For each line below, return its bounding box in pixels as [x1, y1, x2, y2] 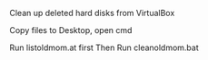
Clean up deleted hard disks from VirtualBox [9, 8, 175, 18]
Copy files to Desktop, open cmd [9, 25, 133, 35]
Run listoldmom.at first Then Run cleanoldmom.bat [9, 42, 200, 53]
